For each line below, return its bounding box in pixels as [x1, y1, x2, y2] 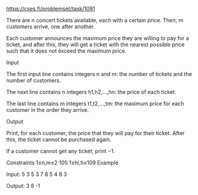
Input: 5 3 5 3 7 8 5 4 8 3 [6, 170, 68, 178]
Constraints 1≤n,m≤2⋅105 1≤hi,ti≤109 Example [6, 159, 118, 166]
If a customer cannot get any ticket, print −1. [6, 148, 115, 154]
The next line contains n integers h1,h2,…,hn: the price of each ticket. [6, 89, 176, 95]
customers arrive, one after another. [6, 23, 95, 30]
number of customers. [6, 77, 61, 84]
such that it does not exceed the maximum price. [6, 47, 127, 54]
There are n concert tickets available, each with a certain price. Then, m [6, 17, 184, 23]
